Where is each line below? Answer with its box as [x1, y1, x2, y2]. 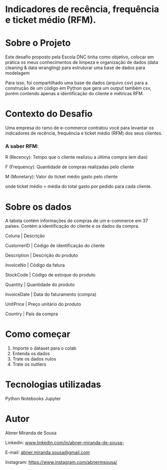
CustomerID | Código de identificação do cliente [5, 243, 105, 249]
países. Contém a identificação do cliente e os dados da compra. [5, 223, 139, 229]
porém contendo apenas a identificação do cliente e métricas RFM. [5, 91, 144, 97]
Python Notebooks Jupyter [5, 395, 61, 401]
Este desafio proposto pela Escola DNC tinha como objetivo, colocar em [5, 54, 154, 60]
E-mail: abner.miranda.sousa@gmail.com [5, 449, 90, 455]
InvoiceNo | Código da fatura [5, 262, 65, 268]
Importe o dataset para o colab [12, 345, 77, 351]
